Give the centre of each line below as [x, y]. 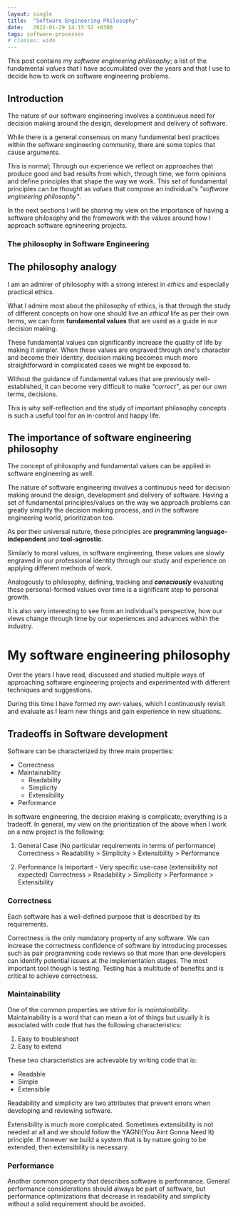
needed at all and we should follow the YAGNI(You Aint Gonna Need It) [111, 1131]
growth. [19, 598]
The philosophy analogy [62, 267]
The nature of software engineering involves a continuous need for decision [119, 488]
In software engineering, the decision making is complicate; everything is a [118, 817]
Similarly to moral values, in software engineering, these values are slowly [116, 553]
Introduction [36, 98]
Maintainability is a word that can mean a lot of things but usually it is [109, 1017]
